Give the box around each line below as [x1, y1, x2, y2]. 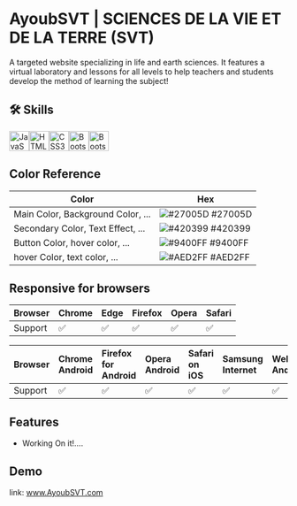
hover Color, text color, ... [13, 250, 118, 263]
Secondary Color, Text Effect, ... [13, 222, 146, 234]
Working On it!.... [21, 438, 84, 448]
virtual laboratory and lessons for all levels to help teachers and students [9, 66, 274, 77]
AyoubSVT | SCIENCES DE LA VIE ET [9, 9, 282, 29]
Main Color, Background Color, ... [13, 208, 151, 220]
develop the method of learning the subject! [9, 75, 170, 86]
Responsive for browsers [9, 280, 150, 295]
